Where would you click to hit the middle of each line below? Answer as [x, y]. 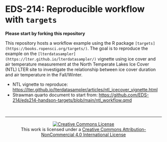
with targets [31, 20]
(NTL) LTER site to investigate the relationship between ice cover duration [81, 69]
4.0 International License [101, 135]
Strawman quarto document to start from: [55, 95]
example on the [21, 54]
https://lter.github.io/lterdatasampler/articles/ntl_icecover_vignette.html [85, 89]
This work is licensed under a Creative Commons [71, 129]
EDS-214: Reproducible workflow [75, 9]
